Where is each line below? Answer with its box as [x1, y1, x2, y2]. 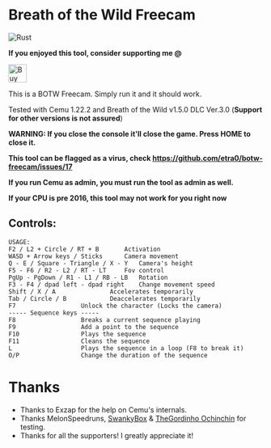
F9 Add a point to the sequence [8, 323, 180, 331]
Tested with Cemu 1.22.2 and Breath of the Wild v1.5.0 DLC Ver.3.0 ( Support [8, 104, 263, 114]
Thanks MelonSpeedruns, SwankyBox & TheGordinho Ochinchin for [19, 413, 247, 423]
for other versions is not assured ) [8, 113, 123, 123]
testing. [19, 422, 46, 432]
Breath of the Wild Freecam [8, 6, 196, 24]
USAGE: [8, 238, 31, 246]
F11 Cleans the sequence [8, 337, 150, 345]
